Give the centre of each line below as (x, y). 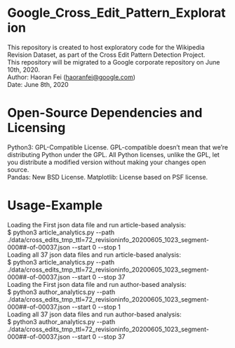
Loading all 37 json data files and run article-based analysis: (94, 255)
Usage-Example (55, 206)
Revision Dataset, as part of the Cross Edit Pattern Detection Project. (106, 55)
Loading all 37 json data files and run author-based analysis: (94, 314)
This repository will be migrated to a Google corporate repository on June (114, 62)
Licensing (36, 128)
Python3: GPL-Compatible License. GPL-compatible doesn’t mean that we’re (118, 147)
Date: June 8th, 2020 (38, 84)
